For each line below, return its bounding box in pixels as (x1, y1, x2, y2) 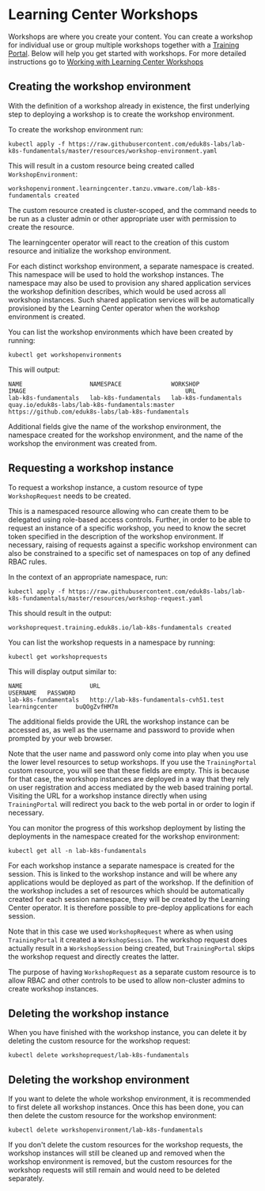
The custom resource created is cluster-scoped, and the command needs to (8, 205, 257, 215)
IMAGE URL (8, 386, 196, 395)
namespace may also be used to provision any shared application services (8, 278, 252, 287)
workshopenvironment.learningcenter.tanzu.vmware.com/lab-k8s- (8, 185, 221, 192)
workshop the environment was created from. (8, 438, 157, 448)
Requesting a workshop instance (8, 462, 174, 475)
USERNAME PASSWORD (8, 689, 77, 697)
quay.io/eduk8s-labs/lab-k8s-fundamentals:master (8, 401, 176, 409)
